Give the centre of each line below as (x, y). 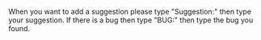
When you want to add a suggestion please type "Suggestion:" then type (130, 12)
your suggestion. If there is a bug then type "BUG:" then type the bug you (131, 20)
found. (19, 28)
